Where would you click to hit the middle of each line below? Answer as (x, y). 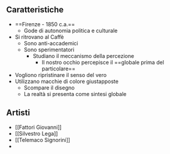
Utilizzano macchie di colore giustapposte (66, 81)
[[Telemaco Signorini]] (42, 140)
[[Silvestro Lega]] (36, 133)
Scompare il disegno (49, 87)
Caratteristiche (35, 10)
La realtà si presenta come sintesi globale (75, 94)
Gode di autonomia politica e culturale (71, 30)
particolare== (59, 69)
